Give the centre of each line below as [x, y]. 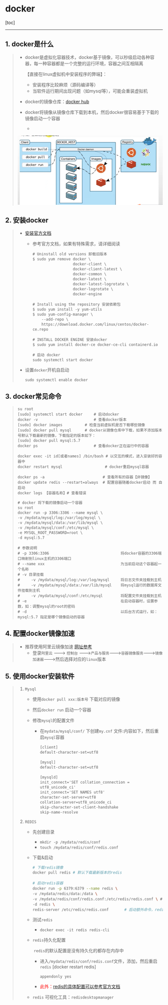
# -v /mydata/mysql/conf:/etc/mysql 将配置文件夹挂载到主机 [89, 596]
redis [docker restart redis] [68, 967]
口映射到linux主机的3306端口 [44, 558]
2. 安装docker [27, 220]
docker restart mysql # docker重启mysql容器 [83, 467]
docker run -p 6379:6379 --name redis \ [75, 889]
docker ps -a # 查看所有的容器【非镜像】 [84, 477]
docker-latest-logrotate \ [101, 284]
